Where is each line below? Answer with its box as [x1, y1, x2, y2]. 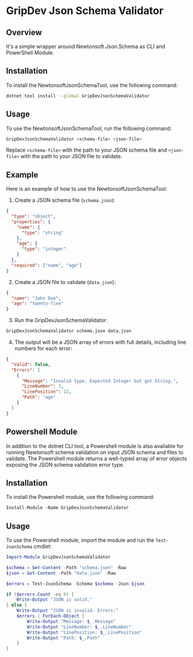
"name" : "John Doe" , [11, 295, 61, 301]
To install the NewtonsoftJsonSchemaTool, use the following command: [6, 81, 178, 88]
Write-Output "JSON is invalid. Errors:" [16, 608, 118, 614]
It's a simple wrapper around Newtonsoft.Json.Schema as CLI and [6, 43, 165, 50]
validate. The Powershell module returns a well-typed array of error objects [6, 455, 187, 462]
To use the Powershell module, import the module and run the [6, 537, 155, 543]
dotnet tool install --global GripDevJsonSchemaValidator [6, 93, 150, 99]
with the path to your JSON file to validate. [20, 153, 122, 160]
